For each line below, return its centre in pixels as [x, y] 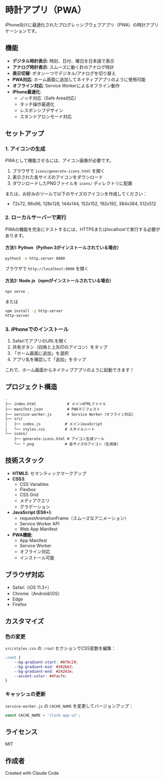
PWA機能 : [22, 535]
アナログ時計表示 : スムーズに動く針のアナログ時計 [63, 67]
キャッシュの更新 [25, 694]
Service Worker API [40, 523]
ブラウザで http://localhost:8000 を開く [47, 268]
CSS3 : [19, 479]
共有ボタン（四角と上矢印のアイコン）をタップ [60, 347]
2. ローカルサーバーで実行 [36, 217]
